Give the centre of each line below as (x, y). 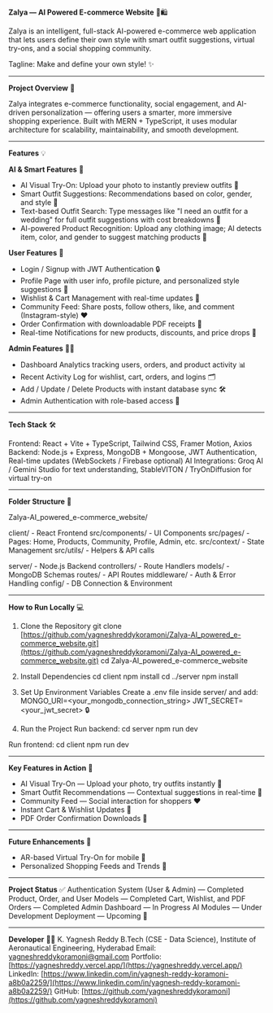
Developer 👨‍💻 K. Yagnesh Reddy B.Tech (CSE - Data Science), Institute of (132, 939)
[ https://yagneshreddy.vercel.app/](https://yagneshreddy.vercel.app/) (126, 965)
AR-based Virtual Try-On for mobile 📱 (83, 857)
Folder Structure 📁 (40, 501)
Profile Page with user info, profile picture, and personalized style (130, 281)
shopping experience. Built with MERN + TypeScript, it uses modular (123, 121)
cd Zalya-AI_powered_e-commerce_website (174, 661)
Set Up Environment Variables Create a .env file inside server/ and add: (139, 692)
